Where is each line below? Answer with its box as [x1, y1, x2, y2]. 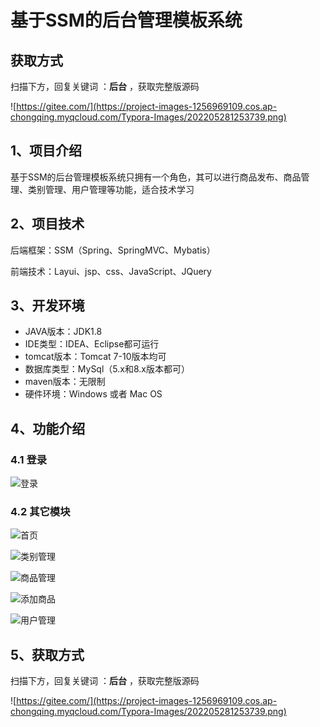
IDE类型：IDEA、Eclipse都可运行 [24, 338, 160, 350]
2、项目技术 [10, 216, 85, 233]
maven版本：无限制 [24, 376, 106, 388]
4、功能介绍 [10, 420, 86, 437]
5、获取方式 [10, 646, 85, 663]
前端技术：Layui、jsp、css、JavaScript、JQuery [10, 265, 212, 277]
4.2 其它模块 [10, 505, 71, 519]
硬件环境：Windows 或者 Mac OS [24, 388, 163, 400]
